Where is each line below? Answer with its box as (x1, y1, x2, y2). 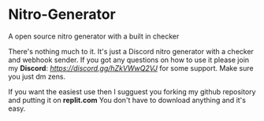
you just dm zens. (8, 71, 65, 81)
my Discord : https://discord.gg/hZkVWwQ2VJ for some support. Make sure (8, 63, 254, 72)
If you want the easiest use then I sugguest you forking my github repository (8, 86, 256, 96)
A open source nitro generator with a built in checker (8, 31, 180, 41)
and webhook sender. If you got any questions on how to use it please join (8, 55, 250, 64)
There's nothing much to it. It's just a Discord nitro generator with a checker (8, 46, 255, 56)
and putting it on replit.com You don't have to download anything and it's (8, 95, 247, 104)
